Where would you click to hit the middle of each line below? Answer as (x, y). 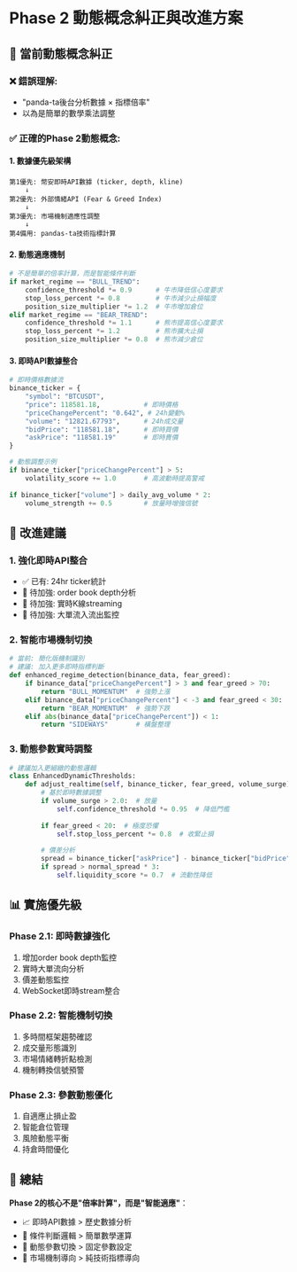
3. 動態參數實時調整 (51, 749)
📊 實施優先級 (46, 905)
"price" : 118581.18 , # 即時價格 (102, 404)
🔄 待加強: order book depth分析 (79, 593)
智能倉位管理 (45, 1128)
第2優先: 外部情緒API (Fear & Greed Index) (86, 199)
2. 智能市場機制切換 (51, 640)
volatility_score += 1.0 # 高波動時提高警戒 (115, 478)
